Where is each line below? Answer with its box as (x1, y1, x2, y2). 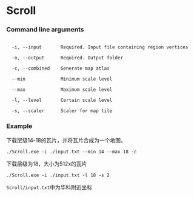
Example (6, 122, 33, 130)
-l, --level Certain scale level (12, 98, 113, 104)
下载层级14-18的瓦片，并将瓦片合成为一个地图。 (6, 136, 126, 144)
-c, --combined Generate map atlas (12, 65, 110, 72)
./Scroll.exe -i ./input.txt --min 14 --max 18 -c (6, 149, 137, 155)
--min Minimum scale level (12, 76, 113, 82)
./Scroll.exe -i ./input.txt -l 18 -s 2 (6, 172, 110, 178)
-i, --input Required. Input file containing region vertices (12, 44, 189, 50)
